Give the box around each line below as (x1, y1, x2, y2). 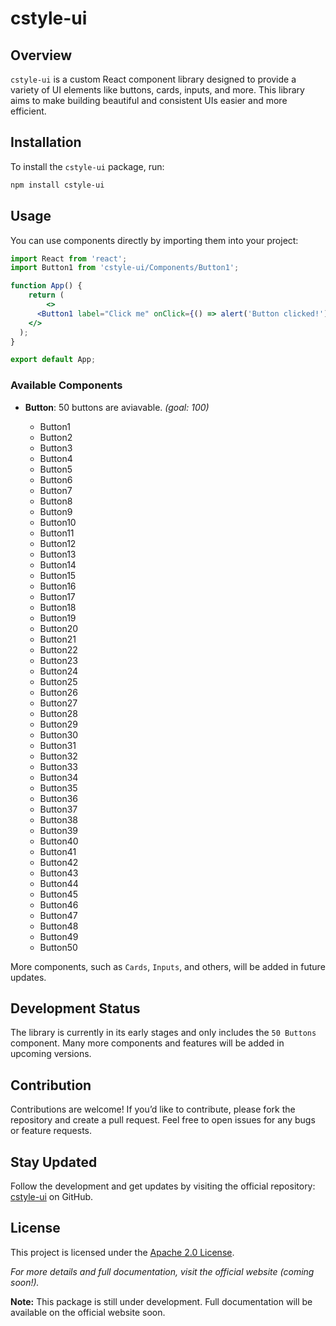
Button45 (39, 888, 79, 900)
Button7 (39, 484, 73, 496)
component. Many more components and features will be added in (10, 1037, 285, 1049)
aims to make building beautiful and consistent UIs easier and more (10, 95, 288, 106)
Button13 (39, 548, 77, 560)
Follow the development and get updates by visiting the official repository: (10, 1180, 316, 1192)
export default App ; (10, 355, 97, 365)
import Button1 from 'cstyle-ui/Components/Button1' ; (10, 263, 240, 273)
